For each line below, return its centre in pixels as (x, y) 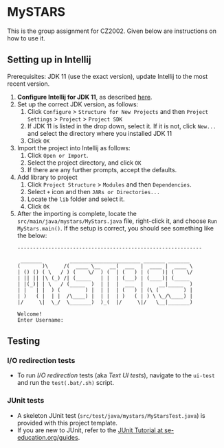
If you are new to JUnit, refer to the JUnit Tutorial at (90, 430)
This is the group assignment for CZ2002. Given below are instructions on (112, 31)
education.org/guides (47, 437)
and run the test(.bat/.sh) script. (66, 383)
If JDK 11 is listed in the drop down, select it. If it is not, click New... (122, 126)
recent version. (29, 84)
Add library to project (47, 177)
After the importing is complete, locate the (77, 213)
